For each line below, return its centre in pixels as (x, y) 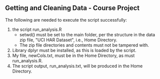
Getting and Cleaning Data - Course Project (72, 8)
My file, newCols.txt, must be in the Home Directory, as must (73, 55)
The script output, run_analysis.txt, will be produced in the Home (77, 66)
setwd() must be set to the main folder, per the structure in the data (87, 34)
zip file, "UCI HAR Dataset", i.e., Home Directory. (68, 40)
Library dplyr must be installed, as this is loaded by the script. (74, 50)
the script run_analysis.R (37, 29)
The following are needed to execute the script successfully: (66, 20)
